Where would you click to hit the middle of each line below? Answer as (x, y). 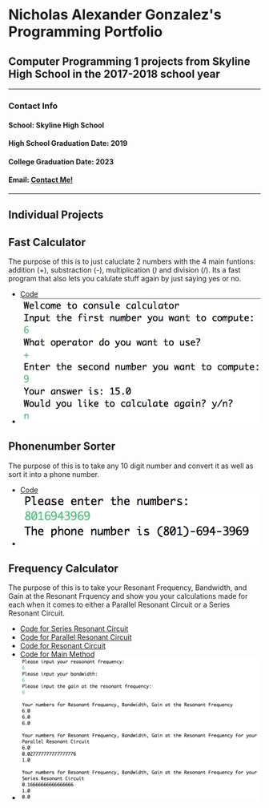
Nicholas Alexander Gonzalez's (115, 15)
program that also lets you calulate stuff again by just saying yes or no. (125, 279)
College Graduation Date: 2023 (61, 161)
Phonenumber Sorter (62, 446)
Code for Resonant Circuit (63, 646)
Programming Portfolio (85, 32)
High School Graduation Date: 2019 (68, 143)
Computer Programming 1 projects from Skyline (129, 61)
